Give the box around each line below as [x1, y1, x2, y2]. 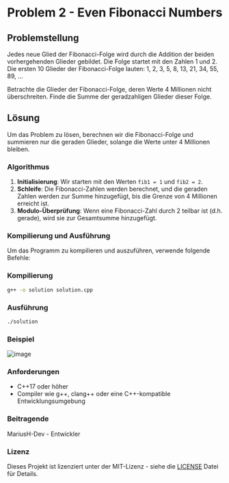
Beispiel [7, 334, 35, 343]
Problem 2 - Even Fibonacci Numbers [7, 5, 223, 21]
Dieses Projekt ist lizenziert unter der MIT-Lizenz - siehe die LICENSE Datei [7, 462, 219, 470]
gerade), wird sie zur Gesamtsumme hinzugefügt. [16, 214, 157, 222]
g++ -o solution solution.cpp [7, 286, 94, 293]
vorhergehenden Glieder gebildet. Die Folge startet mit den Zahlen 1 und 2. [7, 57, 217, 66]
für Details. [7, 469, 38, 478]
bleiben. [7, 145, 30, 153]
